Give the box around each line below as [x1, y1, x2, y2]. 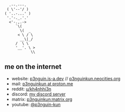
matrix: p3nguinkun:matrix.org [11, 96, 72, 102]
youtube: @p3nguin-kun [11, 101, 61, 107]
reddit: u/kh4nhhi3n [11, 86, 52, 92]
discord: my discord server [11, 91, 66, 97]
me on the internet [4, 63, 62, 71]
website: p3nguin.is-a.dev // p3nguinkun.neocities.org [11, 75, 121, 81]
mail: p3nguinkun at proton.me [11, 81, 73, 87]
